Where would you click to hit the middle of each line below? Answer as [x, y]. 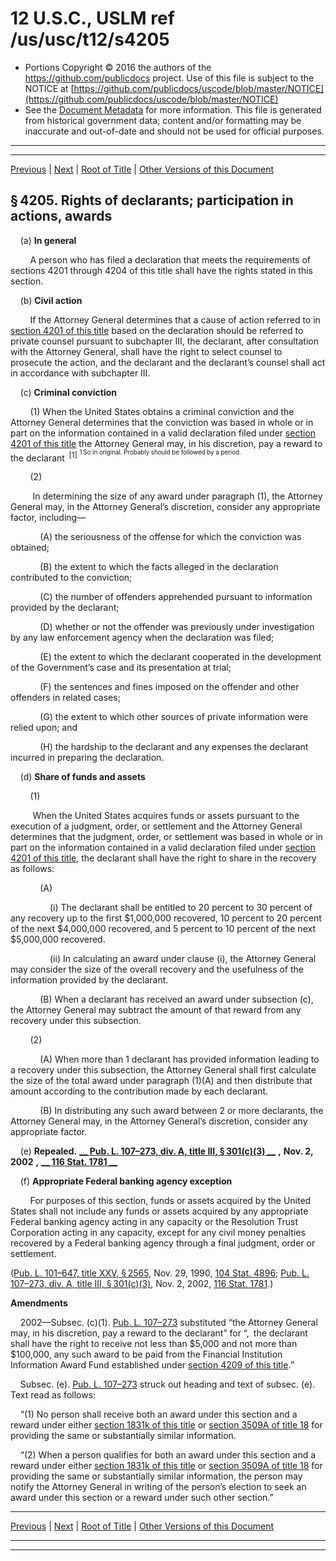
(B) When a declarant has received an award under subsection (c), [176, 999]
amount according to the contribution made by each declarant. [139, 1091]
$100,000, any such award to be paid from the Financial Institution [146, 1354]
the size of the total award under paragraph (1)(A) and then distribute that [161, 1081]
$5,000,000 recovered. [58, 939]
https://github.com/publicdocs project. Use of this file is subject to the [169, 78]
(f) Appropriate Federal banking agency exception [126, 1181]
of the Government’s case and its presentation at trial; [121, 668]
